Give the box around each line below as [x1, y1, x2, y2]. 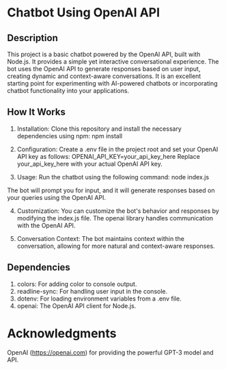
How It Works [7, 106, 66, 118]
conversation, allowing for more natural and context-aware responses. [16, 242, 215, 250]
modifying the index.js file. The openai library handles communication [16, 214, 214, 222]
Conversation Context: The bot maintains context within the [16, 234, 184, 242]
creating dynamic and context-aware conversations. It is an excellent [7, 72, 201, 80]
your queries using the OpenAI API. [7, 193, 107, 201]
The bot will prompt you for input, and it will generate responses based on [7, 186, 215, 194]
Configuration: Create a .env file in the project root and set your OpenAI [16, 145, 218, 153]
